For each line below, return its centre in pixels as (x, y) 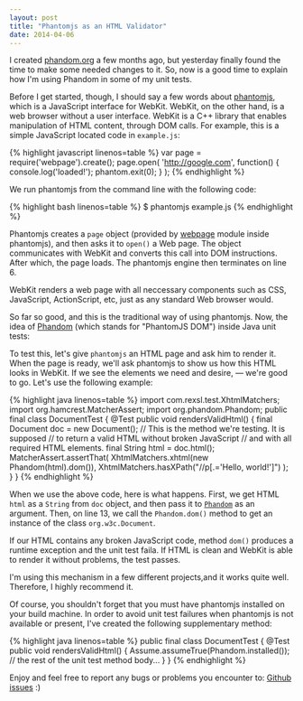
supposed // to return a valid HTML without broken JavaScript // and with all (151, 438)
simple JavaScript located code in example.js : (95, 136)
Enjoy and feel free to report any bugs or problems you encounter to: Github (151, 678)
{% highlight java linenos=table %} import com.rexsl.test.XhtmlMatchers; (145, 400)
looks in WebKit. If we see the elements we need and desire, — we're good (149, 373)
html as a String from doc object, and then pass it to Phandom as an (132, 504)
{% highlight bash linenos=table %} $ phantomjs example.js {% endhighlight (151, 207)
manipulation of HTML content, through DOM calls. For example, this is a (144, 126)
